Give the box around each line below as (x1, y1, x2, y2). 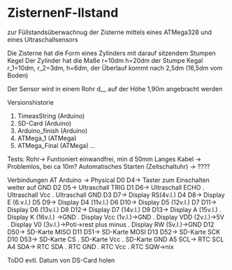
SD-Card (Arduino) (17, 119, 72, 127)
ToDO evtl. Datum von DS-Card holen (7, 256, 115, 264)
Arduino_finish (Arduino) (17, 126, 88, 135)
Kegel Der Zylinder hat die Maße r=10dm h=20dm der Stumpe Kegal (7, 56, 203, 64)
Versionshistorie (7, 98, 55, 106)
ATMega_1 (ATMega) (17, 134, 77, 142)
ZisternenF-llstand (7, 5, 119, 21)
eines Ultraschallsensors (7, 35, 78, 43)
